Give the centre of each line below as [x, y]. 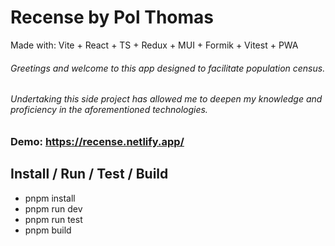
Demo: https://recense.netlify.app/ [97, 141]
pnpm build [48, 230]
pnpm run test [53, 219]
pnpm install [50, 198]
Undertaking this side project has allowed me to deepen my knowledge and [166, 99]
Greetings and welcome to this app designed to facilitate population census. [168, 68]
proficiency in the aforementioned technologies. [109, 110]
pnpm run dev [53, 208]
